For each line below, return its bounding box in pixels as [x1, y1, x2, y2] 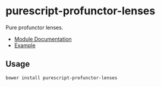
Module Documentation [14, 35, 72, 42]
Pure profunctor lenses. [5, 24, 64, 31]
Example [14, 42, 36, 49]
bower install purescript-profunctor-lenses [5, 74, 118, 81]
